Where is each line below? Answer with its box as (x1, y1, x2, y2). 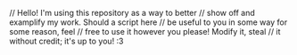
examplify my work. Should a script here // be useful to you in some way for (9, 17, 288, 27)
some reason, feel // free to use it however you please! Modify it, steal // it (9, 27, 281, 36)
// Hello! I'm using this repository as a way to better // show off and (9, 8, 256, 18)
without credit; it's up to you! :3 (9, 35, 124, 46)
